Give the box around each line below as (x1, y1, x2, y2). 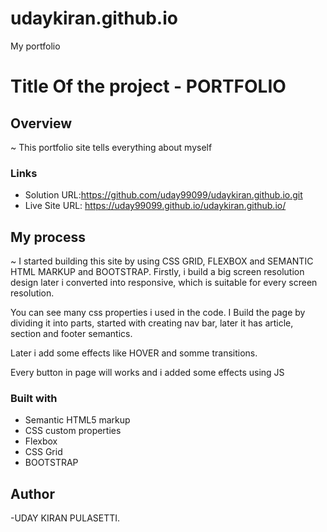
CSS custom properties (24, 425, 122, 437)
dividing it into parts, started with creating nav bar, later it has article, (10, 317, 294, 329)
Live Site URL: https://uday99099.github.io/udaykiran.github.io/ (24, 200, 287, 212)
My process (10, 228, 86, 246)
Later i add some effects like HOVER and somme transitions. (10, 347, 258, 359)
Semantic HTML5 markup (24, 414, 131, 426)
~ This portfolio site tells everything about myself (10, 141, 213, 153)
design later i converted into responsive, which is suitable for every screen (10, 277, 318, 289)
